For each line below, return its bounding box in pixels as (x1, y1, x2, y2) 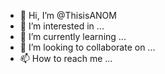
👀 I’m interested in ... (19, 20, 105, 32)
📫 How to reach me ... (19, 53, 113, 64)
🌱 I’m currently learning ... (19, 31, 127, 42)
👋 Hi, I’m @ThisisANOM (19, 10, 117, 21)
